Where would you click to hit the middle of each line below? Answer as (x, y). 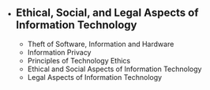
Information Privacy (59, 52)
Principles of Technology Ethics (79, 60)
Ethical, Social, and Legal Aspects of (107, 13)
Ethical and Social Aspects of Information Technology (114, 69)
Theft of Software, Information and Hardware (101, 44)
